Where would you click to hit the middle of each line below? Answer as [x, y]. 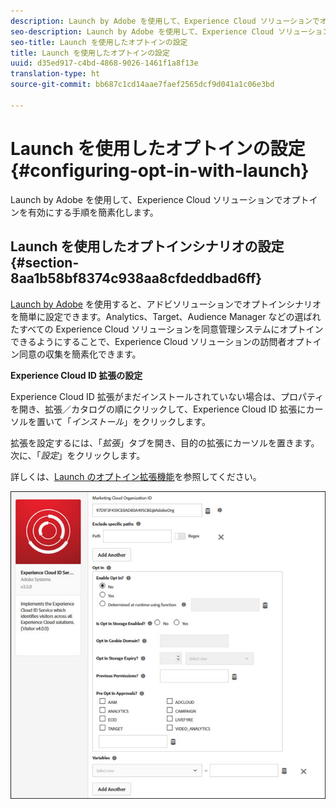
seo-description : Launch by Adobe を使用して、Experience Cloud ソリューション [170, 31]
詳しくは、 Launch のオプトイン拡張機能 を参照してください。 [136, 476]
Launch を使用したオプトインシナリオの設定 [147, 246]
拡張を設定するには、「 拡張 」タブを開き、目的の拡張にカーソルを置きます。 [165, 442]
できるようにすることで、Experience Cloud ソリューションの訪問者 [148, 341]
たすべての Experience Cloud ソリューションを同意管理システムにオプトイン [167, 329]
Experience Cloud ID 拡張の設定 [76, 375]
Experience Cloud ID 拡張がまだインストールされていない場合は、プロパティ [167, 396]
